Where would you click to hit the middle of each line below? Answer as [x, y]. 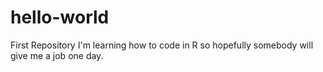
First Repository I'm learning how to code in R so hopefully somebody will [162, 45]
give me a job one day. [57, 55]
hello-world [60, 17]
